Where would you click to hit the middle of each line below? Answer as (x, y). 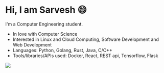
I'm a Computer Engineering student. (44, 24)
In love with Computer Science (45, 34)
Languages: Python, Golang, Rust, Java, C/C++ (62, 50)
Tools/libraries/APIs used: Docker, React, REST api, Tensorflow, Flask (85, 56)
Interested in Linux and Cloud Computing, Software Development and (86, 39)
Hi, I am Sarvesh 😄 (46, 10)
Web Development (32, 44)
